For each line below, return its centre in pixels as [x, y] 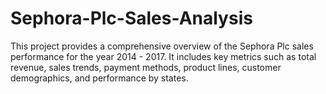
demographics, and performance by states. [99, 78]
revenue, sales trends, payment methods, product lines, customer [146, 67]
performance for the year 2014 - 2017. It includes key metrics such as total [163, 56]
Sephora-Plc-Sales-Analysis [131, 18]
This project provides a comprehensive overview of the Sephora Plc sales [162, 46]
